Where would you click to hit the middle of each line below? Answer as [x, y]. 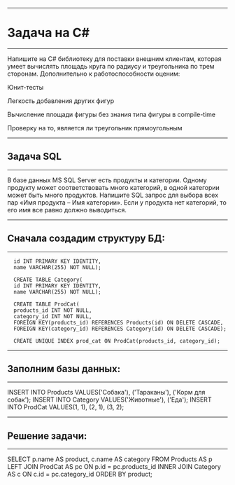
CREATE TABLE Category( [48, 280]
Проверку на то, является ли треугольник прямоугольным [95, 128]
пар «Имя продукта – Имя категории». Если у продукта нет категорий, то [117, 202]
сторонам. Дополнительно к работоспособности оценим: [94, 74]
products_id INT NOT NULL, [53, 310]
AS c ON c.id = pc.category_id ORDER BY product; [80, 474]
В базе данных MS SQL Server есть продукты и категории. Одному [107, 180]
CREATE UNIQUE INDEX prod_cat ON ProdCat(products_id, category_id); [117, 341]
